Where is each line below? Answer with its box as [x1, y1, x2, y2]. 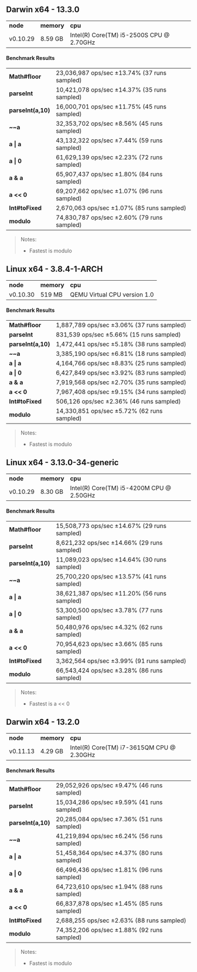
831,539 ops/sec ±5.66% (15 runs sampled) [55, 331, 181, 339]
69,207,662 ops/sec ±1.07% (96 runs [55, 187, 163, 196]
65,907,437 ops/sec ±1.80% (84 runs [55, 170, 163, 179]
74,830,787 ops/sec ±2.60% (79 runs [55, 214, 163, 222]
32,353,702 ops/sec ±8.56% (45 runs [55, 120, 163, 128]
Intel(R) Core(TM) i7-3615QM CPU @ [70, 743, 176, 751]
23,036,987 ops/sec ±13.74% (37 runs [55, 69, 167, 77]
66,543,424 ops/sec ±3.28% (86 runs [55, 667, 163, 675]
